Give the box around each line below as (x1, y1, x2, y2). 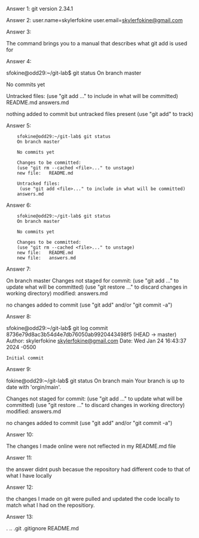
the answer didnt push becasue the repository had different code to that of (6, 466, 191, 473)
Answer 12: (6, 484, 34, 491)
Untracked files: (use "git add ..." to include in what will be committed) (6, 93, 178, 99)
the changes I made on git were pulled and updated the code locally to (6, 496, 180, 502)
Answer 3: (6, 28, 32, 35)
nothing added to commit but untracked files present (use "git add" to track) (6, 111, 194, 117)
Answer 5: (6, 122, 32, 129)
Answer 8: (6, 313, 32, 320)
